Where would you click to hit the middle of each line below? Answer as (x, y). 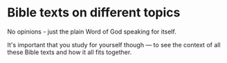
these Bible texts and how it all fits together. (70, 52)
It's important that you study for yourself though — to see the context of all (114, 45)
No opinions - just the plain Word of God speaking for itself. (92, 32)
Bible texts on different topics (94, 13)
